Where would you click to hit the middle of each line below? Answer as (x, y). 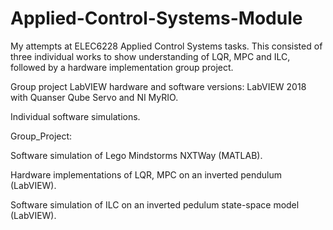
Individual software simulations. (75, 116)
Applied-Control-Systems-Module (156, 18)
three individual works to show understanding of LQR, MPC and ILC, (150, 56)
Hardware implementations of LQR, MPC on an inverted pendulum (146, 174)
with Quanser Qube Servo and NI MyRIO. (94, 97)
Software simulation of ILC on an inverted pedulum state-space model (155, 204)
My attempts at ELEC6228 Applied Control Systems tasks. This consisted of (166, 46)
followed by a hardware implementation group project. (122, 67)
